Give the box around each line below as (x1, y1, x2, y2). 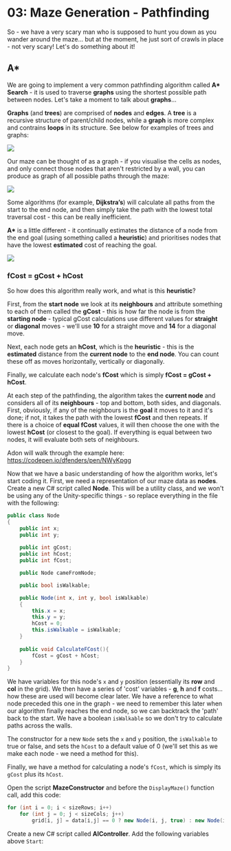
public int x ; (19, 525, 60, 532)
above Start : (7, 837, 44, 845)
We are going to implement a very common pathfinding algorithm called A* (7, 81, 221, 89)
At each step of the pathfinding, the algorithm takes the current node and (7, 391, 216, 400)
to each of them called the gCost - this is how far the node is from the (7, 307, 206, 315)
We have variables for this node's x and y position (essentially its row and (7, 678, 215, 686)
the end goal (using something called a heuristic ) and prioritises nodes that (7, 233, 221, 242)
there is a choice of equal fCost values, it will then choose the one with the (7, 421, 220, 429)
